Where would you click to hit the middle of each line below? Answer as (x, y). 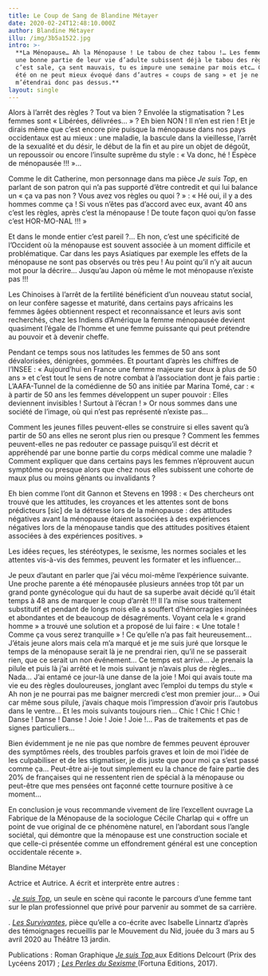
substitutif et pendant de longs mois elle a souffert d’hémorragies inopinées (133, 609)
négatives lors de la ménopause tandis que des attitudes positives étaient (129, 528)
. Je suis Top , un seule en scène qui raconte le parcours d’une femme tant (130, 899)
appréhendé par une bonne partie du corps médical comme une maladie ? (130, 452)
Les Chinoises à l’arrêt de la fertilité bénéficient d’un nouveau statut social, (130, 294)
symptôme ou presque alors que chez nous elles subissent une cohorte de (131, 470)
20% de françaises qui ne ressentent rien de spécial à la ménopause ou (126, 777)
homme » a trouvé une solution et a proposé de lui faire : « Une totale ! (124, 626)
